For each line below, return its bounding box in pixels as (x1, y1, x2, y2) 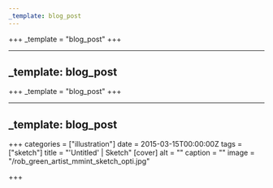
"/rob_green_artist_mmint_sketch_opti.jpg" (8, 156, 150, 166)
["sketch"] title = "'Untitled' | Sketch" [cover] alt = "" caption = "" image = (8, 147, 255, 158)
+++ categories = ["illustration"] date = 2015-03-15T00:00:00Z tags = (8, 139, 243, 149)
